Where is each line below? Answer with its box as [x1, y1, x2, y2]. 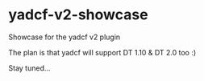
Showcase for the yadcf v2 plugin [8, 32, 121, 42]
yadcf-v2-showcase [8, 6, 148, 24]
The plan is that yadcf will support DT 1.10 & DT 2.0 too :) [8, 47, 197, 57]
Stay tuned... [8, 63, 51, 73]
